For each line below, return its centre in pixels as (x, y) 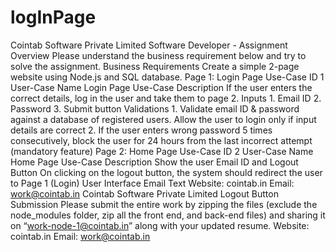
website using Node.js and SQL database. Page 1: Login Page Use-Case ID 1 (167, 77)
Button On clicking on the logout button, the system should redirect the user (166, 172)
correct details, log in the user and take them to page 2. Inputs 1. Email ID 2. (166, 98)
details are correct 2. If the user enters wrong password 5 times (141, 130)
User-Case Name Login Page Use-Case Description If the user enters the (161, 87)
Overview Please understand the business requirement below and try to (158, 55)
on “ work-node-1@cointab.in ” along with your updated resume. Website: (160, 225)
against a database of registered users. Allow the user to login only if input (163, 119)
